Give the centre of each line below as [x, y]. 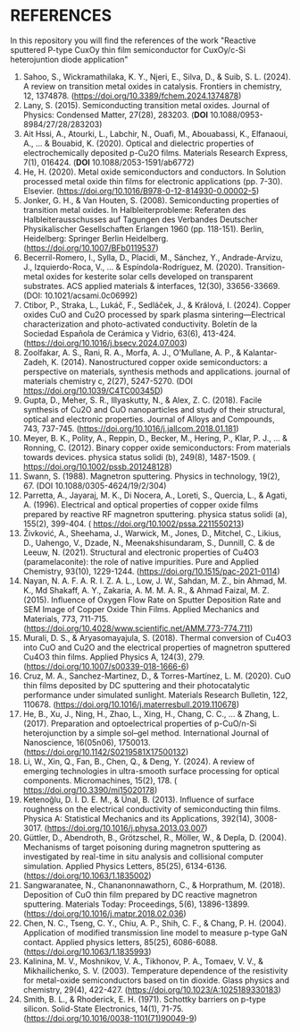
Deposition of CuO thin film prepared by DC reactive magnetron [140, 894]
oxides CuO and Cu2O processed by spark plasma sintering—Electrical [154, 314]
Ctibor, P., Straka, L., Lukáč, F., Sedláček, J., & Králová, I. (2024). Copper [157, 304]
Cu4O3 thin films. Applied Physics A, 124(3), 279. [114, 657]
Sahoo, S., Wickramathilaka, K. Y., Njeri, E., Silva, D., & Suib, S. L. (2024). [157, 76]
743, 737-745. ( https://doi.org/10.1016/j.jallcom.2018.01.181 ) [131, 428]
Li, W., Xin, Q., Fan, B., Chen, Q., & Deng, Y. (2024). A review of [139, 761]
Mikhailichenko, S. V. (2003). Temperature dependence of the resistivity [155, 970]
